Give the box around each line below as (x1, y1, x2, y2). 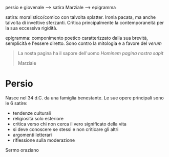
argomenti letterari (12, 132, 52, 138)
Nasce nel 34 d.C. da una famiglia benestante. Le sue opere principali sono (5, 94, 164, 101)
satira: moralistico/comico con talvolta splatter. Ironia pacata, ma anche (5, 14, 156, 20)
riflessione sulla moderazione (12, 137, 75, 143)
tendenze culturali (12, 110, 51, 116)
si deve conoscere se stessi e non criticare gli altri (12, 126, 119, 132)
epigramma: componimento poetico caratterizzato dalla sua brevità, (5, 35, 149, 41)
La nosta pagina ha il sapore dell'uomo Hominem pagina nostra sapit (17, 50, 164, 56)
